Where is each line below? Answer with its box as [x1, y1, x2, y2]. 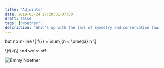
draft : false [5, 16, 32, 21]
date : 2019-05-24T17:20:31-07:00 [5, 12, 73, 17]
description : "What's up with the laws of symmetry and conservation [5, 25, 150, 30]
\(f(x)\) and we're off [5, 48, 46, 54]
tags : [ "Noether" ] [5, 20, 42, 26]
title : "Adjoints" [5, 7, 42, 12]
